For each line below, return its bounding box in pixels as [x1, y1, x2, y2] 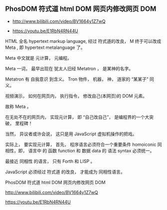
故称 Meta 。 [5, 104, 31, 109]
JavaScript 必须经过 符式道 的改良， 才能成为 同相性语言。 [5, 169, 125, 175]
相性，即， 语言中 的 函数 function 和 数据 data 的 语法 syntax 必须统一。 [5, 147, 155, 153]
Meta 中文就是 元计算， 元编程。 [5, 55, 72, 61]
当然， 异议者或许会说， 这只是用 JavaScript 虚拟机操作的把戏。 [5, 131, 137, 137]
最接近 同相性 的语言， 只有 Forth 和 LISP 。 [5, 158, 95, 164]
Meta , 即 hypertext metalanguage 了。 [5, 44, 85, 50]
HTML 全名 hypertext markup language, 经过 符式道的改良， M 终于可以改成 [5, 38, 162, 44]
